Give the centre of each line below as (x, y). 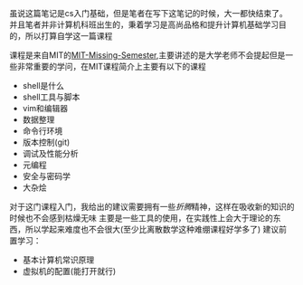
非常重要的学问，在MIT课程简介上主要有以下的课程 (111, 66)
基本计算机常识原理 (58, 260)
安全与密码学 (46, 176)
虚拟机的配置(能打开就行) (69, 271)
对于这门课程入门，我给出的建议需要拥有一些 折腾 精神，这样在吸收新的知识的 (152, 207)
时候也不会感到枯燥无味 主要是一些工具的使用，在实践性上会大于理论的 (141, 218)
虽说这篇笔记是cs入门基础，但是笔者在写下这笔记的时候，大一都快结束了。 (148, 13)
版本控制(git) (46, 142)
